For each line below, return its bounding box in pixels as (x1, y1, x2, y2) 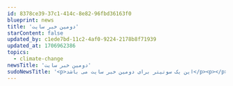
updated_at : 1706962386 (7, 42, 76, 49)
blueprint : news (7, 17, 54, 24)
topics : (7, 49, 30, 56)
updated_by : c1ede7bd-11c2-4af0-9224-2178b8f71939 (7, 36, 157, 43)
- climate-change (13, 55, 64, 62)
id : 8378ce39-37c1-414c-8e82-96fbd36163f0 (7, 10, 132, 17)
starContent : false (7, 29, 64, 37)
